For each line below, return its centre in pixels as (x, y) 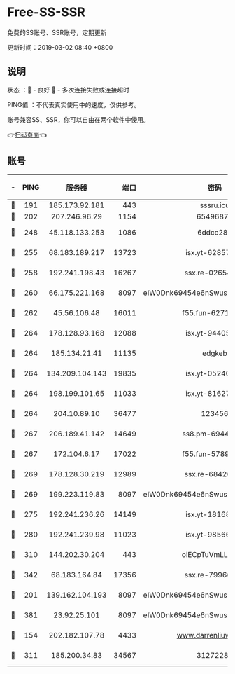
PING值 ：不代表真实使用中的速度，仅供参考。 (74, 104)
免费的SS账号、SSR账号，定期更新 (57, 32)
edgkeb (215, 353)
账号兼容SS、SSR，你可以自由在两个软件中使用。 (78, 119)
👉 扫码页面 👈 (27, 135)
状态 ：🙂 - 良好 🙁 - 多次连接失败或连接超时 (68, 90)
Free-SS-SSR (46, 12)
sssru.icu (215, 205)
